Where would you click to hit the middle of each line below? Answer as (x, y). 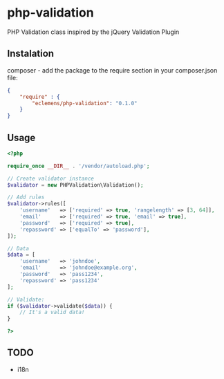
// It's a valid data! (52, 313)
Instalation (30, 54)
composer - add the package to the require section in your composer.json (112, 70)
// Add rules (26, 197)
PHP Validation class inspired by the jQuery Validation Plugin (93, 32)
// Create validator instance (51, 178)
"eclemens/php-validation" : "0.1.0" (85, 103)
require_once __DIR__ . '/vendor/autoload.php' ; (78, 166)
